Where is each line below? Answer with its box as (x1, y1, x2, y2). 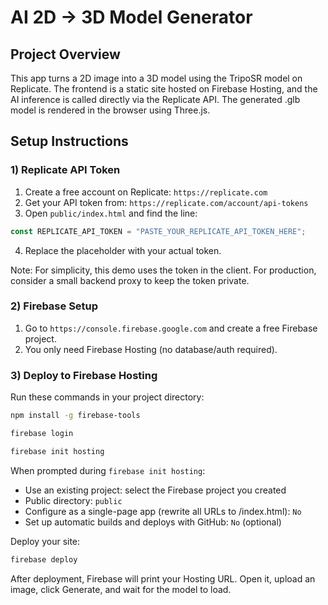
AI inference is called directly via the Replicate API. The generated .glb (10, 94, 301, 105)
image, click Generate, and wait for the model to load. (10, 583, 232, 595)
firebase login (10, 429, 74, 439)
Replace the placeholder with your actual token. (24, 244, 222, 256)
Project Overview (10, 46, 121, 63)
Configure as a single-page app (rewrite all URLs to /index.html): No (24, 505, 302, 517)
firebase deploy (10, 554, 78, 565)
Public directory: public (24, 494, 123, 506)
